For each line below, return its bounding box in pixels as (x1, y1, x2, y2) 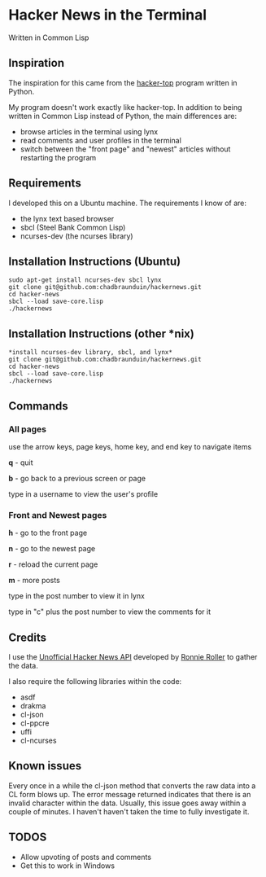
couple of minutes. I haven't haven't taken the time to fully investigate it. (8, 806, 250, 816)
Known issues (8, 759, 82, 773)
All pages (8, 423, 47, 435)
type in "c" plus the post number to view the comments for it (8, 607, 211, 616)
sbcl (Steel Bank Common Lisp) (20, 222, 126, 232)
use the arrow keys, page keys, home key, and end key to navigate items (8, 441, 252, 451)
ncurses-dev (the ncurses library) (20, 230, 133, 241)
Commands (8, 399, 69, 413)
